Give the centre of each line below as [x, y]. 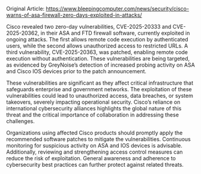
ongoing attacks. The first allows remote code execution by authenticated [97, 39]
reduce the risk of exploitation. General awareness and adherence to [91, 158]
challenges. [20, 121]
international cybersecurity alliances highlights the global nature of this [94, 108]
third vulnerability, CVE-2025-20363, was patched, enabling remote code [97, 52]
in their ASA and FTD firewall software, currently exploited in [115, 33]
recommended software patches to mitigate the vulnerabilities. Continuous [98, 139]
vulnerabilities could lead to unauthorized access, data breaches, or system [100, 96]
